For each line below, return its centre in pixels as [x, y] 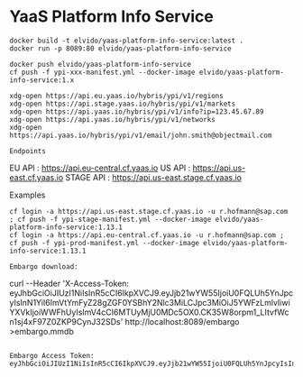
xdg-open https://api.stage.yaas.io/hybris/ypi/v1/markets [123, 104]
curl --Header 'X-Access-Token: [69, 283]
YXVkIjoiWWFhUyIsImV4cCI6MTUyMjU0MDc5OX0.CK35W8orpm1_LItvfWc [149, 312]
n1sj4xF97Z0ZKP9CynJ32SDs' [66, 321]
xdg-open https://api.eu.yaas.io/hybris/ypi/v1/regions [116, 96]
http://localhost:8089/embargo [182, 321]
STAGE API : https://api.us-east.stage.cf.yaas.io [153, 177]
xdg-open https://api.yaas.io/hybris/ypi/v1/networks [113, 119]
